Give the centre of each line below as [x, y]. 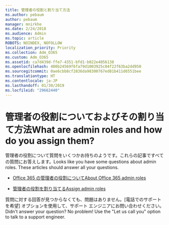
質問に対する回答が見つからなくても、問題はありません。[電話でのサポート [83, 200]
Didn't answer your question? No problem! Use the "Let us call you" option [83, 212]
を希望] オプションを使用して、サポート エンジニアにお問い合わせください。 [85, 206]
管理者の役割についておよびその [72, 117]
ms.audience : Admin [26, 34]
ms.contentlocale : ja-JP [31, 81]
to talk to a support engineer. [35, 217]
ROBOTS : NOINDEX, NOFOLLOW [34, 43]
